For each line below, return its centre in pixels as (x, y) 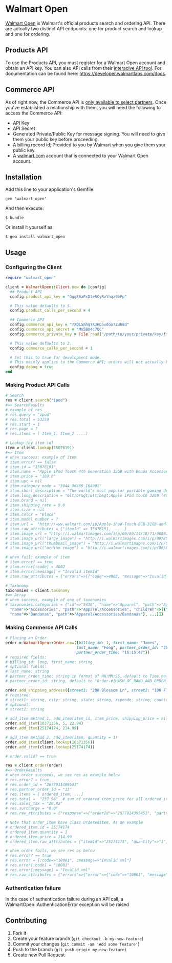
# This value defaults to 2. (41, 343)
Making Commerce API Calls (41, 627)
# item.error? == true (29, 562)
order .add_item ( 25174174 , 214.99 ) (42, 728)
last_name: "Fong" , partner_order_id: (117, 647)
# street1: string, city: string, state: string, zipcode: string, (79, 700)
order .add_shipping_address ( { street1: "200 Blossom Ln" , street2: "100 (83, 690)
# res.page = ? (21, 429)
